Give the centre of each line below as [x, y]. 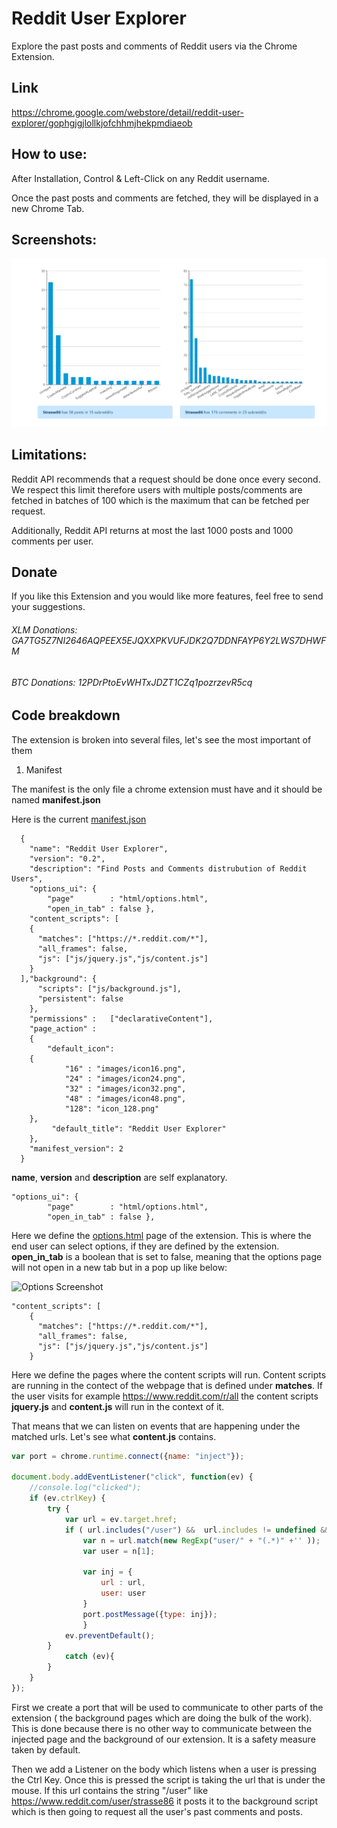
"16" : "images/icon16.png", [125, 1068]
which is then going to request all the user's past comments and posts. [157, 1811]
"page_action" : [63, 1028]
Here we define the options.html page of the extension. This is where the [161, 1235]
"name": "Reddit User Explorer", [99, 848]
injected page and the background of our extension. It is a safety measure [163, 1739]
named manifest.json [56, 799]
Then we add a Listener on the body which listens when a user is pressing [164, 1769]
